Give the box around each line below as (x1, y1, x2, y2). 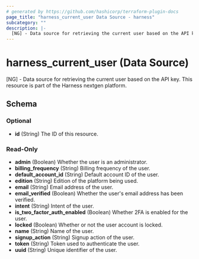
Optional (6, 116, 31, 125)
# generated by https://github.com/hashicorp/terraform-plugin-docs (6, 8, 179, 15)
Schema (6, 99, 37, 109)
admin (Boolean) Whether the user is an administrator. (14, 158, 148, 166)
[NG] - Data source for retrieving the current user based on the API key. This (6, 76, 192, 83)
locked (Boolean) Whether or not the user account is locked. (14, 221, 163, 228)
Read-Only (6, 145, 38, 153)
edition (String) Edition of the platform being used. (14, 177, 138, 184)
